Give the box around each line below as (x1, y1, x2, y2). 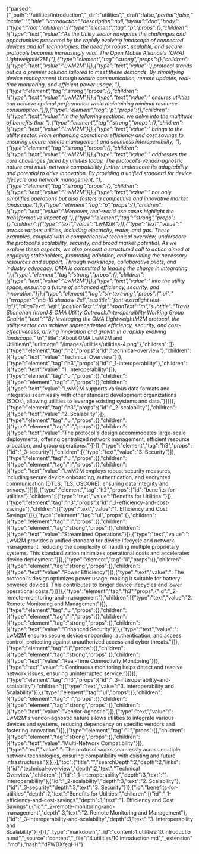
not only (151, 189, 172, 195)
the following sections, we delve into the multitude (70, 113, 193, 120)
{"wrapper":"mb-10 (6, 296, 53, 303)
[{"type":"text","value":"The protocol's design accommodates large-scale (6, 429, 186, 436)
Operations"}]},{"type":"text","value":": (94, 530, 190, 538)
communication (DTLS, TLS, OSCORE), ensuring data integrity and (6, 480, 169, 487)
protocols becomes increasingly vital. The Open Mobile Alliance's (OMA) (6, 49, 185, 56)
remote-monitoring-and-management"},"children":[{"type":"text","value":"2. (6, 594, 193, 601)
